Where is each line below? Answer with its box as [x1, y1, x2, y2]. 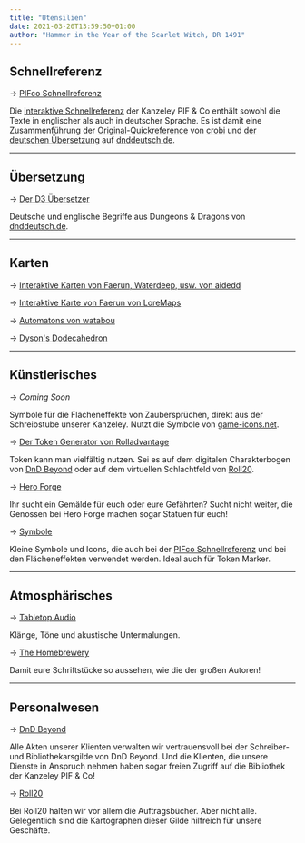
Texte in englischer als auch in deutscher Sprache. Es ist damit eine [9, 115, 262, 126]
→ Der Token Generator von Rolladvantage [9, 436, 170, 447]
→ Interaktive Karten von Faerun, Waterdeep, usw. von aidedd [9, 279, 241, 291]
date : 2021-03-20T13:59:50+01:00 [9, 22, 136, 31]
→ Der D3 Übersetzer [9, 193, 90, 204]
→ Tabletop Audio [9, 612, 76, 623]
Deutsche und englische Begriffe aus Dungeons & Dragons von [9, 211, 246, 222]
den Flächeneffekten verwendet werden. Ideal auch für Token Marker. [9, 553, 271, 564]
